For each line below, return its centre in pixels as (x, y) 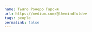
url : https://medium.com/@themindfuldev (46, 14)
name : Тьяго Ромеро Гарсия (32, 9)
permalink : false (22, 22)
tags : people (18, 18)
